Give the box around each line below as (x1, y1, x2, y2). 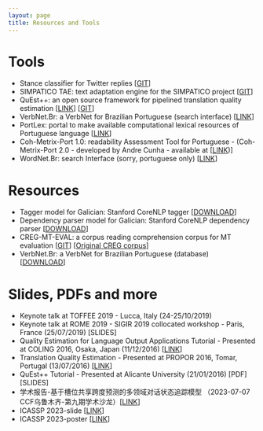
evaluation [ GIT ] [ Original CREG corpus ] (19, 241, 149, 250)
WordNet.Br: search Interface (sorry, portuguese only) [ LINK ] (19, 154, 218, 164)
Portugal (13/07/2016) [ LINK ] (19, 361, 112, 370)
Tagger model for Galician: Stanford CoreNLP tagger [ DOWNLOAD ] (19, 208, 237, 217)
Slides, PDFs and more (8, 285, 158, 303)
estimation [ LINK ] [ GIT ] (19, 104, 95, 113)
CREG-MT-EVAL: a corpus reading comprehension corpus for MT (19, 233, 232, 242)
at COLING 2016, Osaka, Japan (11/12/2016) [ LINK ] (19, 344, 183, 354)
